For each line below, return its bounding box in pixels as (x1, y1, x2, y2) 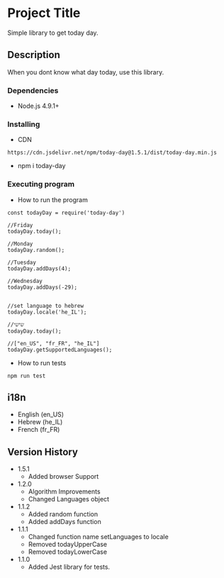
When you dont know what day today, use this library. (7, 67, 164, 76)
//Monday (7, 240, 33, 248)
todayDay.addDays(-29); (7, 284, 78, 291)
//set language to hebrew (7, 302, 84, 309)
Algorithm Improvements (28, 487, 101, 496)
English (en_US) (17, 410, 65, 419)
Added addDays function (28, 518, 101, 526)
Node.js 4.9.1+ (17, 101, 60, 111)
